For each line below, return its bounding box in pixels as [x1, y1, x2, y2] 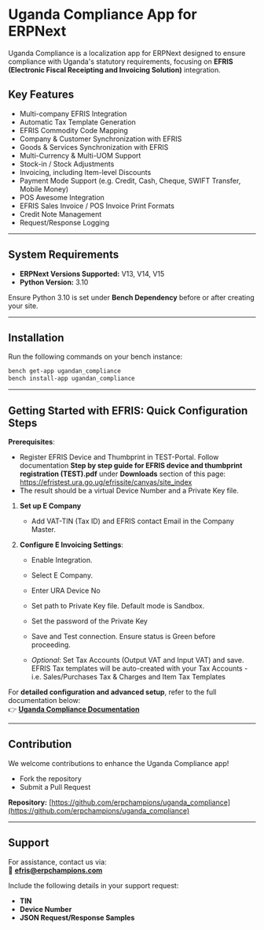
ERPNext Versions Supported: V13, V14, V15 [19, 269, 165, 278]
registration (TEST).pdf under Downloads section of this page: [19, 469, 226, 478]
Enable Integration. [31, 555, 93, 564]
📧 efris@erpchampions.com [8, 865, 103, 875]
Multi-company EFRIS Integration [19, 109, 127, 118]
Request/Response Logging [19, 218, 110, 227]
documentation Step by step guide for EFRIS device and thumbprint [19, 460, 243, 470]
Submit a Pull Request [19, 782, 91, 791]
